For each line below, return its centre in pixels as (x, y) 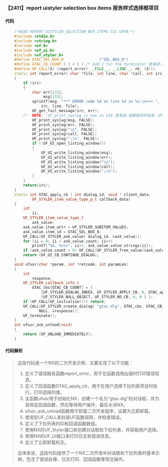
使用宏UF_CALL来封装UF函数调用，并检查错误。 (74, 417)
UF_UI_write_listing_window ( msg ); (77, 153)
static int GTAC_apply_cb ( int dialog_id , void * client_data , (82, 194)
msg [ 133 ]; (53, 97)
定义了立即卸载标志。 (47, 442)
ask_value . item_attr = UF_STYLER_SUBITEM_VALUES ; (76, 227)
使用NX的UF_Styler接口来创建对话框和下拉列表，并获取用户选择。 (93, 429)
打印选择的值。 (49, 392)
